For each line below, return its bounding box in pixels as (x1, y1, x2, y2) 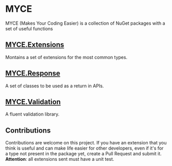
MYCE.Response (5, 69, 61, 78)
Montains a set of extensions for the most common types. (5, 54, 127, 60)
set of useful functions (5, 25, 53, 31)
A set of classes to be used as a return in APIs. (5, 83, 104, 89)
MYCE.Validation (5, 97, 61, 106)
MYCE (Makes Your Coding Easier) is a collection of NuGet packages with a (5, 20, 165, 26)
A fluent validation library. (5, 111, 60, 117)
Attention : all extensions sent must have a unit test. (5, 156, 114, 162)
